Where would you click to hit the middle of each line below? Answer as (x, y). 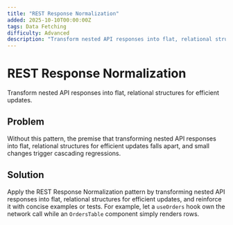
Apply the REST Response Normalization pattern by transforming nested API (116, 192)
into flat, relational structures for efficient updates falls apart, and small (109, 145)
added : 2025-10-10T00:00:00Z (49, 20)
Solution (26, 175)
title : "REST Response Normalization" (63, 13)
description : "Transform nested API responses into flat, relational (110, 39)
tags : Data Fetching (37, 26)
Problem (26, 122)
